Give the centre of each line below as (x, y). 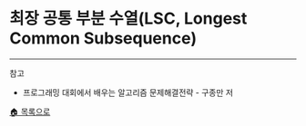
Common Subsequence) (103, 39)
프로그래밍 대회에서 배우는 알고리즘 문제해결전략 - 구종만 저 (128, 92)
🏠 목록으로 (30, 111)
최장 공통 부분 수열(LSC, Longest (128, 19)
